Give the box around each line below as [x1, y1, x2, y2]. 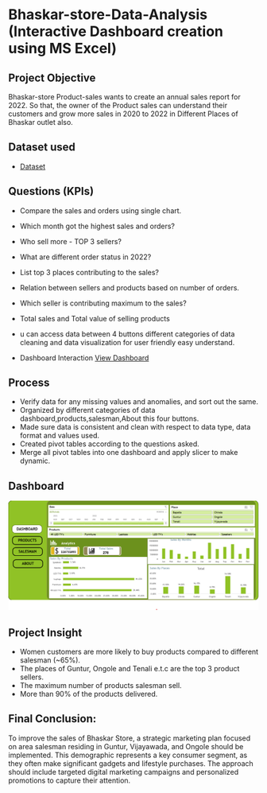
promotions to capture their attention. [8, 776, 131, 785]
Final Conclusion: [8, 712, 97, 725]
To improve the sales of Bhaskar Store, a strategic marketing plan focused [8, 733, 251, 743]
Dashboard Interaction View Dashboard [19, 352, 149, 363]
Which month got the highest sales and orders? [19, 221, 176, 231]
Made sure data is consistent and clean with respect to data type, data [19, 422, 251, 432]
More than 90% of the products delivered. [19, 690, 158, 699]
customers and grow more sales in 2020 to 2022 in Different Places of [8, 109, 238, 119]
